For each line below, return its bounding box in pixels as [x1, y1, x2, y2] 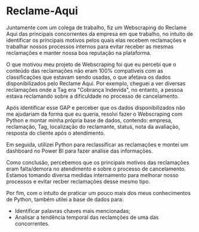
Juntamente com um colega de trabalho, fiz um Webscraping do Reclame [6, 24, 187, 31]
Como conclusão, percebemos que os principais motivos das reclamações [6, 159, 189, 166]
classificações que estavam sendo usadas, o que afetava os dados [6, 73, 171, 81]
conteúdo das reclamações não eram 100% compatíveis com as [6, 67, 164, 74]
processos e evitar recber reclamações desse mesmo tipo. [6, 178, 151, 185]
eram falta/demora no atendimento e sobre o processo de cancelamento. [6, 165, 186, 172]
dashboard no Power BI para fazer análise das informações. [6, 147, 153, 154]
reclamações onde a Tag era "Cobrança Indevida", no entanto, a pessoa [6, 86, 184, 93]
